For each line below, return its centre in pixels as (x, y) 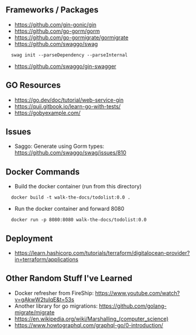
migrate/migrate (34, 312)
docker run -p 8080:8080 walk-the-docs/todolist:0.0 (79, 220)
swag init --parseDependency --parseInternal (70, 55)
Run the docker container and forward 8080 (69, 209)
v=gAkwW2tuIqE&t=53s (44, 299)
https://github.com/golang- (133, 306)
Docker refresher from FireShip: (54, 293)
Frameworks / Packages (52, 10)
